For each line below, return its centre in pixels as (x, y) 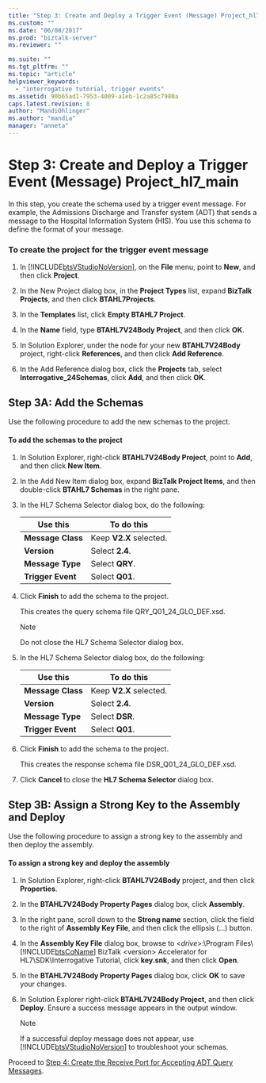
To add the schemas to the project (65, 440)
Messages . (26, 1071)
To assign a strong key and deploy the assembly (89, 862)
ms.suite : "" (30, 60)
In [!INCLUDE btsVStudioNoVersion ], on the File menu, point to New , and (137, 267)
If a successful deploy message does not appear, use (107, 1039)
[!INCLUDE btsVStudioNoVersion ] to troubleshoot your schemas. (124, 1047)
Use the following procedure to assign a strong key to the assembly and (125, 836)
